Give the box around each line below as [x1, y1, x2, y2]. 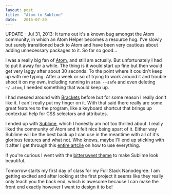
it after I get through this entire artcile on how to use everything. [5, 142, 140, 148]
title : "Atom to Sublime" [5, 12, 63, 17]
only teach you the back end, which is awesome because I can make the [5, 179, 159, 185]
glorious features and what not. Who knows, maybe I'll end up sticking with [5, 137, 164, 143]
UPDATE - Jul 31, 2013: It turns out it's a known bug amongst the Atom [5, 31, 155, 37]
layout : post [5, 7, 33, 13]
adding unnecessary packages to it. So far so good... [5, 47, 118, 54]
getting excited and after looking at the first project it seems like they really [5, 173, 163, 179]
